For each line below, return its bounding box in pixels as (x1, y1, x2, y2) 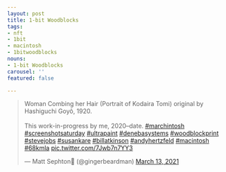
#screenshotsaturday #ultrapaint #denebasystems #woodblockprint (24, 129, 219, 137)
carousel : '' (7, 68, 45, 75)
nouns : (7, 55, 26, 62)
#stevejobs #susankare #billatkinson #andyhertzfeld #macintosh (24, 137, 209, 145)
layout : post (7, 10, 45, 17)
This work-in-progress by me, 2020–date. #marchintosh (24, 122, 185, 130)
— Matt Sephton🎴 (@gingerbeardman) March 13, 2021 (24, 157, 179, 166)
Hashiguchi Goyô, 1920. (24, 107, 92, 115)
